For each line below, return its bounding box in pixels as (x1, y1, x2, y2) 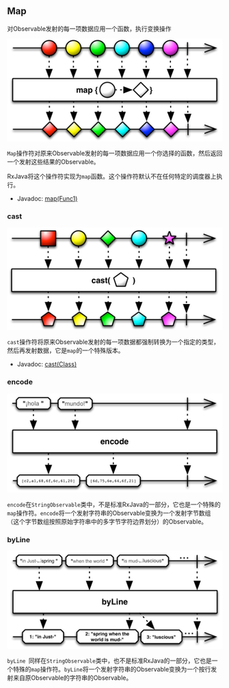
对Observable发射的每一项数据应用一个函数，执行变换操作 (7, 24, 172, 33)
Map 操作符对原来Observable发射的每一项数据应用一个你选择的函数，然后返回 (7, 149, 223, 157)
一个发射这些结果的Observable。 (7, 157, 100, 166)
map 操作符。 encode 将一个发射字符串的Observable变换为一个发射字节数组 (7, 509, 211, 518)
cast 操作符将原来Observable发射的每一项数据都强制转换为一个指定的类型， (7, 338, 220, 346)
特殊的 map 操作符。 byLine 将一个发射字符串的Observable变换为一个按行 (12, 665, 211, 673)
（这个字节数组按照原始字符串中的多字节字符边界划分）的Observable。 (7, 518, 208, 526)
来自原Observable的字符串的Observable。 (12, 674, 133, 682)
